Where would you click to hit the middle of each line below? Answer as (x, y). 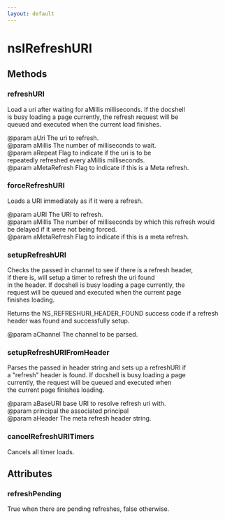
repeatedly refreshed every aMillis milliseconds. (76, 160)
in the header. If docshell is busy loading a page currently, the (96, 285)
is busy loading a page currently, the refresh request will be (93, 117)
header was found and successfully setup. (68, 321)
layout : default (31, 14)
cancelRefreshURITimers (51, 437)
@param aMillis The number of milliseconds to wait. (82, 145)
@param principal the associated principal (68, 411)
